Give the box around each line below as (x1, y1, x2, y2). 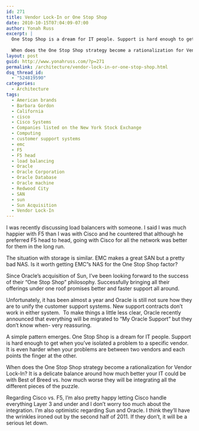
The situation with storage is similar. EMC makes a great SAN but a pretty (6, 254, 185, 262)
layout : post (6, 53, 38, 59)
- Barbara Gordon (11, 102, 54, 109)
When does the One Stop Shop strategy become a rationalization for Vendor (6, 364, 192, 371)
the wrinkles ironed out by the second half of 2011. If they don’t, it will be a (6, 413, 188, 420)
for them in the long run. (6, 243, 65, 250)
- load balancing (11, 158, 54, 164)
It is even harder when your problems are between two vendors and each (6, 346, 185, 353)
